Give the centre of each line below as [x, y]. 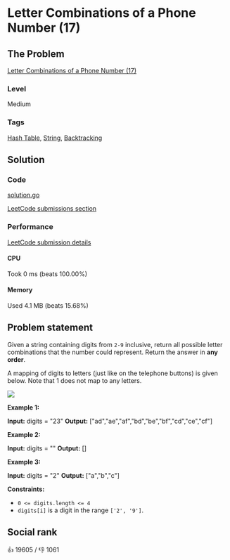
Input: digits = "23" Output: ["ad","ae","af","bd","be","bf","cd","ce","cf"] [110, 421]
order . [17, 359]
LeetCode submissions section [52, 209]
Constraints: [26, 489]
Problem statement [50, 328]
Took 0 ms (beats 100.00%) [47, 274]
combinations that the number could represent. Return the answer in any [113, 352]
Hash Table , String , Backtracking [55, 138]
